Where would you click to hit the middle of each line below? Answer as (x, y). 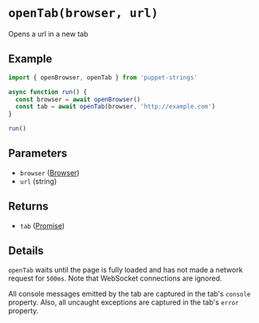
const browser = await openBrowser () (78, 99)
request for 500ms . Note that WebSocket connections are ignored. (115, 278)
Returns (29, 207)
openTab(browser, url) (83, 13)
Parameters (38, 154)
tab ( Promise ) (42, 225)
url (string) (38, 181)
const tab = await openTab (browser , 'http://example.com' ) (116, 107)
